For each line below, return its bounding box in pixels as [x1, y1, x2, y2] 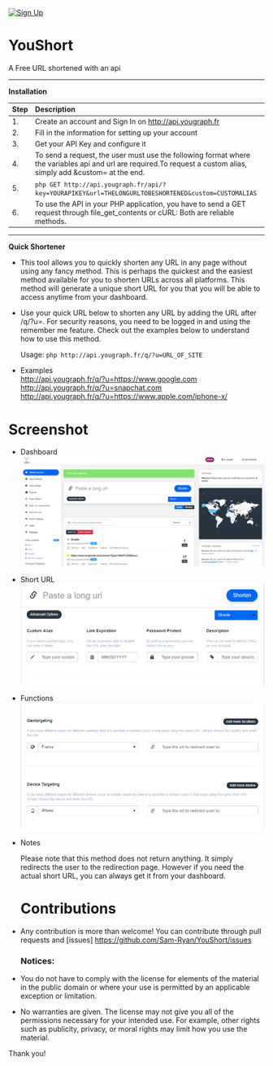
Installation [8, 86, 47, 96]
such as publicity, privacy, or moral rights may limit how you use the [19, 1024, 248, 1034]
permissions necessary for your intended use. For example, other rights [19, 1016, 260, 1025]
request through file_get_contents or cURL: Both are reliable [35, 208, 235, 217]
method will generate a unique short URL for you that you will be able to [19, 283, 261, 293]
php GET [35, 180, 61, 189]
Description [35, 104, 76, 114]
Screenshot [8, 420, 89, 439]
